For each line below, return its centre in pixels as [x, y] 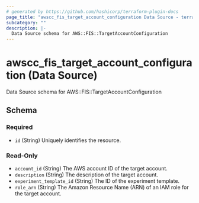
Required [20, 127]
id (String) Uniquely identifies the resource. [68, 140]
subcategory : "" [26, 22]
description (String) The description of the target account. [86, 175]
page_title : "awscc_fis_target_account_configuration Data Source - [92, 17]
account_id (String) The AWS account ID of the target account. [91, 169]
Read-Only [22, 156]
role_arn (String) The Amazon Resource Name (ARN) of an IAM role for [102, 188]
